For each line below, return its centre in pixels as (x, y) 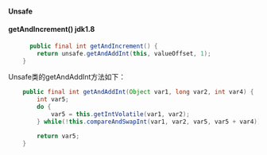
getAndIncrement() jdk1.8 (52, 29)
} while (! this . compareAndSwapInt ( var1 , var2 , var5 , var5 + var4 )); (151, 122)
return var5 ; (58, 136)
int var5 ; (53, 99)
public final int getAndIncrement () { (93, 46)
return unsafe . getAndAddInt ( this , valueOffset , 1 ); (124, 53)
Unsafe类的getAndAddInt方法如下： (67, 77)
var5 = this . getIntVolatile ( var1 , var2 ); (120, 114)
